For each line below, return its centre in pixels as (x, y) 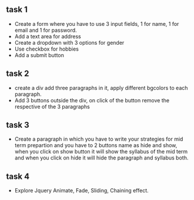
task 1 (17, 10)
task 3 (18, 125)
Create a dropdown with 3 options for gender (69, 42)
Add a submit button (39, 55)
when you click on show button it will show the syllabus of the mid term (101, 152)
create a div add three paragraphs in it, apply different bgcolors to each (101, 88)
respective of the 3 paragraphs (52, 106)
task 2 (18, 74)
